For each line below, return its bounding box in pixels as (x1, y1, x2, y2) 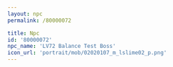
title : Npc (7, 30, 40, 37)
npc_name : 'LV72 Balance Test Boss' (7, 43, 116, 50)
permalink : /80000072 (7, 17, 72, 24)
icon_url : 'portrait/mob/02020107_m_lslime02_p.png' (7, 49, 167, 56)
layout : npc (7, 10, 43, 18)
